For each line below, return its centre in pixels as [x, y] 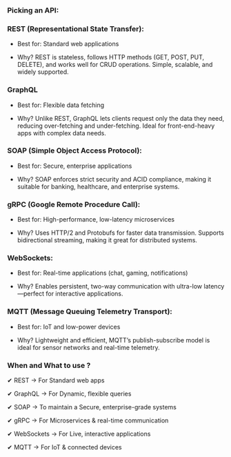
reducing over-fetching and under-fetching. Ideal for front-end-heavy [116, 126]
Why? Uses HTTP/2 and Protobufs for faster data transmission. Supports [121, 233]
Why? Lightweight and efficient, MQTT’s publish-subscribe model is [113, 340]
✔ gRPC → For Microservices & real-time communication [88, 420]
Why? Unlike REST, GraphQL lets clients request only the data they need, [121, 118]
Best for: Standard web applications [68, 44]
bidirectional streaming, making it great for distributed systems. [107, 240]
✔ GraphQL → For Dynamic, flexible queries [69, 393]
